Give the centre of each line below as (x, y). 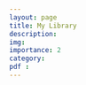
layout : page (33, 17)
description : (33, 34)
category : (27, 58)
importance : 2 (35, 50)
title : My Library (43, 26)
